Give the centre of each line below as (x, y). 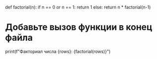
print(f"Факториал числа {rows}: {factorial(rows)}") (58, 51)
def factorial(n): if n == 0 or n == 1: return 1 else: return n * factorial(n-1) (78, 7)
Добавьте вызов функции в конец (79, 27)
